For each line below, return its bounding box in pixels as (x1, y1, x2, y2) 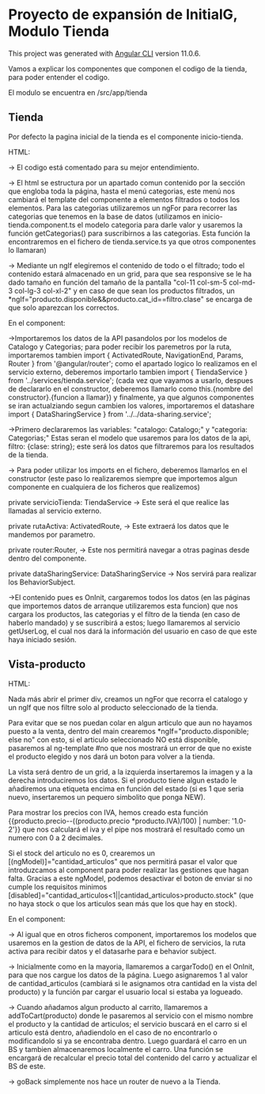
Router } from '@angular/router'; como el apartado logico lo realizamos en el (8, 358, 257, 368)
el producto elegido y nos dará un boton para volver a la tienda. (8, 752, 215, 761)
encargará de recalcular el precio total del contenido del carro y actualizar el (8, 1053, 257, 1062)
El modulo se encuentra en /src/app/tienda (8, 87, 148, 97)
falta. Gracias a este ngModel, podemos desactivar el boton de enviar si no (8, 874, 253, 883)
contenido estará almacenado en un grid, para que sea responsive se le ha (8, 269, 252, 278)
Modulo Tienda (8, 22, 110, 40)
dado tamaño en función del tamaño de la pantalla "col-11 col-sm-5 (8, 277, 228, 287)
